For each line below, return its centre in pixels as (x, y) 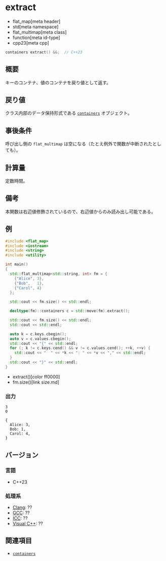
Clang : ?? (22, 507)
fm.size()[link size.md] (36, 382)
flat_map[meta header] (36, 21)
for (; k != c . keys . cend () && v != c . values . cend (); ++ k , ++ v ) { (80, 348)
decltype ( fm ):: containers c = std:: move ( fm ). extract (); (70, 311)
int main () (17, 265)
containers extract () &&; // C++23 (44, 52)
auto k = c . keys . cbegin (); (38, 334)
